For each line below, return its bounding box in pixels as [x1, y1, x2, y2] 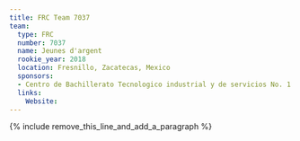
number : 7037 [17, 38, 66, 48]
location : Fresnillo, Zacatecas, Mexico [17, 64, 171, 73]
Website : [25, 96, 58, 106]
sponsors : [17, 72, 54, 81]
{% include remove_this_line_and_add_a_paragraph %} [9, 121, 213, 132]
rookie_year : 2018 [17, 55, 87, 64]
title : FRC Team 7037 [9, 13, 91, 22]
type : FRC [17, 30, 54, 39]
